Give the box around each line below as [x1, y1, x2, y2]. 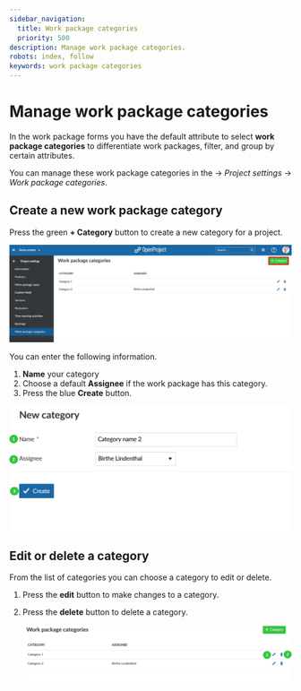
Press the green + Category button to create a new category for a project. [9, 227, 283, 238]
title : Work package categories [17, 23, 139, 33]
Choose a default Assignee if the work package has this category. [21, 378, 268, 389]
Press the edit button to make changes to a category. [21, 590, 219, 600]
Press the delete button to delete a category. [21, 607, 188, 618]
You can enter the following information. [9, 351, 158, 362]
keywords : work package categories [9, 62, 142, 71]
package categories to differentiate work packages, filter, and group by [9, 140, 275, 151]
